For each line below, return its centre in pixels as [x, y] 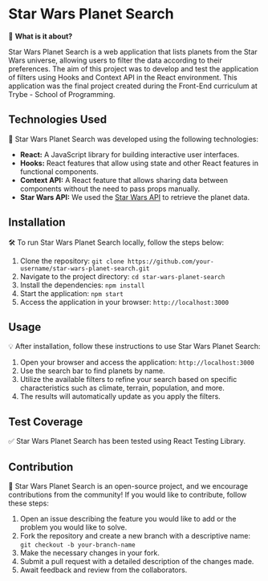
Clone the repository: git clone [72, 261]
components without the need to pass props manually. [110, 189]
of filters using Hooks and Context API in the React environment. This [123, 77]
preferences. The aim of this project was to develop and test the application [134, 68]
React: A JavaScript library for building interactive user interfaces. [129, 154]
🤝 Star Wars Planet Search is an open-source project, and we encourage [128, 486]
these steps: [29, 503]
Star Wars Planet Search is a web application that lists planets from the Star [133, 51]
